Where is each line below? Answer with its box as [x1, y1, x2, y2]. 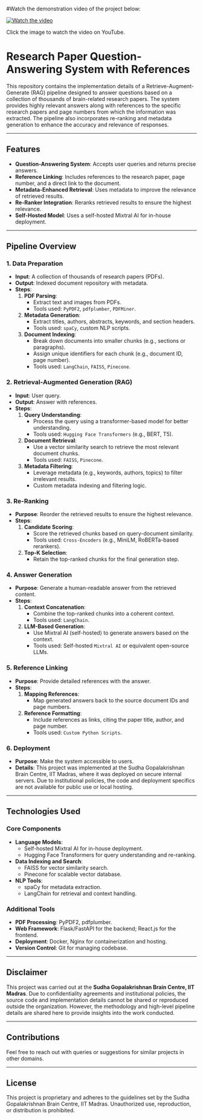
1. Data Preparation [6, 259, 63, 268]
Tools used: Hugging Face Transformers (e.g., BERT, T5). [33, 430, 173, 438]
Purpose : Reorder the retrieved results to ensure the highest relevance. [14, 511, 193, 518]
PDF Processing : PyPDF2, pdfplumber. [14, 918, 112, 925]
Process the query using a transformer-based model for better [33, 417, 189, 425]
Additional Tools [6, 905, 56, 913]
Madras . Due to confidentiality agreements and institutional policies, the [6, 989, 186, 997]
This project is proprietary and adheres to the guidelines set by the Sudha [6, 1094, 190, 1101]
